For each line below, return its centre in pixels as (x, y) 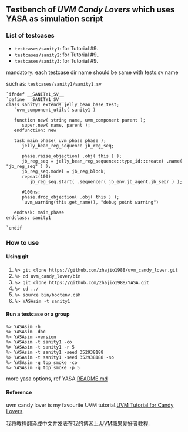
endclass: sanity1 (28, 217)
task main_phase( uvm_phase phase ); (60, 140)
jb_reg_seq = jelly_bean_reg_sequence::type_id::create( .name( (102, 161)
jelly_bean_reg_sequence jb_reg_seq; (68, 146)
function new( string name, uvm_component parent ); (80, 120)
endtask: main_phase (39, 212)
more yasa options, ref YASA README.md (57, 379)
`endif (14, 228)
